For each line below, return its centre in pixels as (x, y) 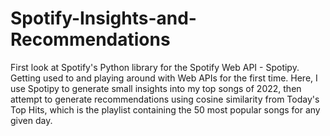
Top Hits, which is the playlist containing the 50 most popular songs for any (165, 109)
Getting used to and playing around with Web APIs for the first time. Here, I (164, 78)
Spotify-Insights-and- (103, 18)
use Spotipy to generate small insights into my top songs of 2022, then (156, 88)
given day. (31, 120)
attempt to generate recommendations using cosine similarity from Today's (165, 99)
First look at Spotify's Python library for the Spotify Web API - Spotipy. (155, 67)
